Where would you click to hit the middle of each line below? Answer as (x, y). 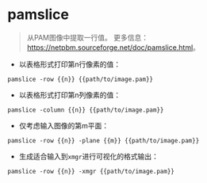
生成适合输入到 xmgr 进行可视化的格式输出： (89, 156)
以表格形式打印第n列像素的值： (70, 95)
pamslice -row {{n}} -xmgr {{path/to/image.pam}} (91, 171)
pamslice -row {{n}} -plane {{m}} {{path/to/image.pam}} (103, 140)
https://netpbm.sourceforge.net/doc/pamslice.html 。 (113, 47)
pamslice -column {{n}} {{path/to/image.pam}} (86, 110)
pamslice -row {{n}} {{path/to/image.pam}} (80, 79)
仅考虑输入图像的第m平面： (64, 125)
